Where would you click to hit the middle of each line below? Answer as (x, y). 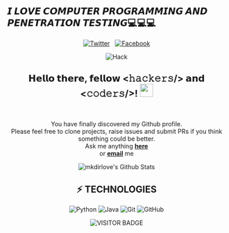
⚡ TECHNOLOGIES (117, 190)
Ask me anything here (117, 146)
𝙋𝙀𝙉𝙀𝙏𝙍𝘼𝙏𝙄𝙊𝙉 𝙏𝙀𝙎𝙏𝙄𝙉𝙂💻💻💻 (82, 23)
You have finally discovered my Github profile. (117, 123)
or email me (117, 153)
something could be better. (117, 139)
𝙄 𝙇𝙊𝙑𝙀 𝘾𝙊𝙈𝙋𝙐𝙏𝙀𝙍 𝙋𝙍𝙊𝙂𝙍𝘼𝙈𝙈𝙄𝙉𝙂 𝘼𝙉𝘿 (108, 11)
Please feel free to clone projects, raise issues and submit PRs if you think (117, 131)
